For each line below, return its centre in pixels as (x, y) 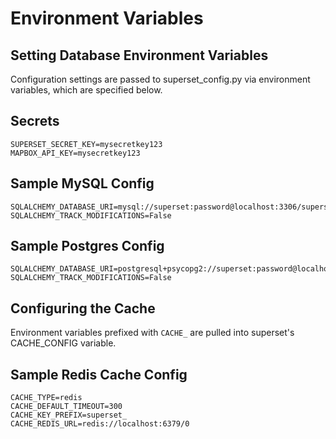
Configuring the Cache (83, 308)
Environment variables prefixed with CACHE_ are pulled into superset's (152, 333)
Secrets (35, 121)
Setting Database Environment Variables (139, 55)
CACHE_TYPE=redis (46, 398)
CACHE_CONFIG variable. (63, 343)
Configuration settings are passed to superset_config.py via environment (160, 79)
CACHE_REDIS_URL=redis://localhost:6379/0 (100, 424)
